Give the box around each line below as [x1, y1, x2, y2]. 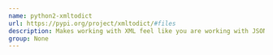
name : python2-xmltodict [8, 11, 93, 20]
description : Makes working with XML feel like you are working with [8, 27, 249, 35]
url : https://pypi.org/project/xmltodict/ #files [8, 19, 176, 27]
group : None [8, 34, 49, 43]
